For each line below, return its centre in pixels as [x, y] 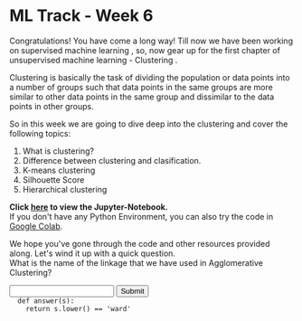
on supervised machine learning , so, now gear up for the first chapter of [145, 50]
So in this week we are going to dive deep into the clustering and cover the [149, 124]
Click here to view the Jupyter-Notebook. [89, 207]
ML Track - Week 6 [81, 16]
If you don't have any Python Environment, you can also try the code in [142, 216]
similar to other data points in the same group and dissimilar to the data [142, 97]
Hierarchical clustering [65, 189]
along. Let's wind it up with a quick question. [93, 253]
